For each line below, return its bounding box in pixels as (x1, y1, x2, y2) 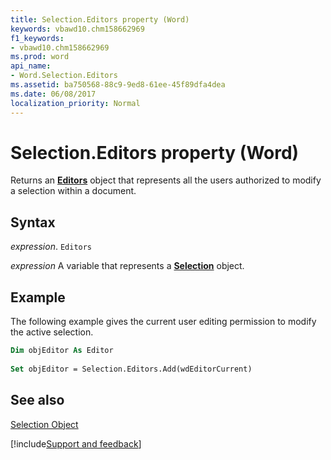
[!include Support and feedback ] (10, 437, 142, 450)
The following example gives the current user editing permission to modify (10, 316, 317, 328)
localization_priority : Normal (10, 98, 141, 108)
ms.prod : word (10, 52, 70, 62)
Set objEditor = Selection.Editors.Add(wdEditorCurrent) (10, 364, 253, 374)
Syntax (10, 214, 56, 231)
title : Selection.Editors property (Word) (10, 14, 190, 25)
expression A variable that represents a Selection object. (10, 260, 245, 272)
